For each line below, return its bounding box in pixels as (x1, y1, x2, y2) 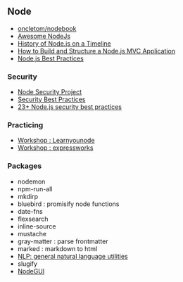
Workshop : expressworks (17, 143, 94, 152)
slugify (17, 259, 37, 268)
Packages (7, 161, 42, 171)
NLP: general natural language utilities (17, 252, 128, 260)
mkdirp (17, 192, 39, 200)
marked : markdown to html (17, 244, 98, 252)
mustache (17, 229, 47, 238)
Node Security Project (17, 88, 82, 96)
